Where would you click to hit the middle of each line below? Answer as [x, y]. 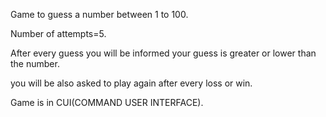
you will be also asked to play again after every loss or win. [131, 83]
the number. [35, 63]
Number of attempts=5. [58, 33]
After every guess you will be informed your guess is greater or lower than [163, 53]
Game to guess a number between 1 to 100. [99, 14]
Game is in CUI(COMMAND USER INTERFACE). [107, 102]
